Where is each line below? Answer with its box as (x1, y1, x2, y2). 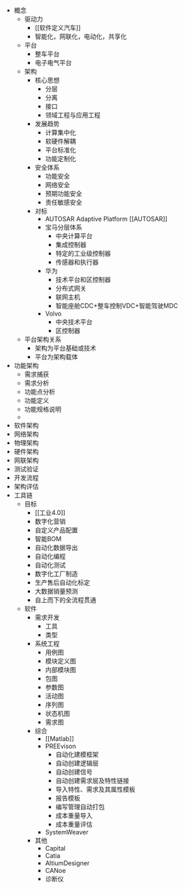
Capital (45, 844, 66, 852)
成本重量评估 (55, 820, 93, 828)
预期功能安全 (45, 189, 82, 198)
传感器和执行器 (55, 258, 99, 266)
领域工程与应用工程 (45, 111, 101, 119)
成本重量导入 (55, 811, 93, 819)
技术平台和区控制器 (55, 275, 111, 284)
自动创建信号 (55, 767, 93, 776)
